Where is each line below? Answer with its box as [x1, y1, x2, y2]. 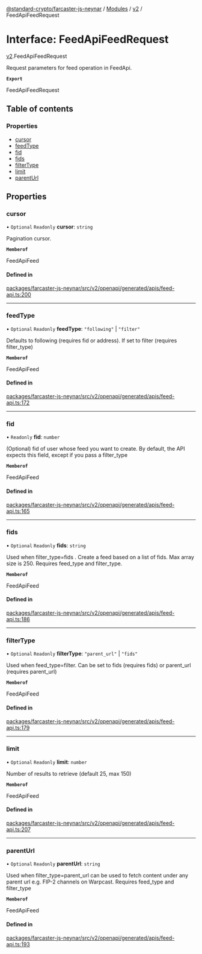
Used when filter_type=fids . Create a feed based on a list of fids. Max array [6, 553, 194, 560]
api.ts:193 [6, 940, 30, 948]
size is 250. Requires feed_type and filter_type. [6, 560, 123, 567]
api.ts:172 [6, 399, 30, 406]
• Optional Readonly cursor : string [6, 223, 93, 231]
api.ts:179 [6, 724, 30, 731]
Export [6, 75, 23, 82]
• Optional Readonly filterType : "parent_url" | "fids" [6, 650, 138, 657]
